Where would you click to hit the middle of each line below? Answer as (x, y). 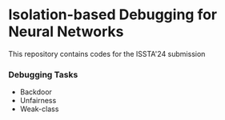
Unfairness (38, 101)
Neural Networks (66, 32)
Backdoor (36, 92)
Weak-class (39, 109)
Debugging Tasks (43, 74)
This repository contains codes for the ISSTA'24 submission (107, 54)
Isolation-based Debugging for (113, 15)
